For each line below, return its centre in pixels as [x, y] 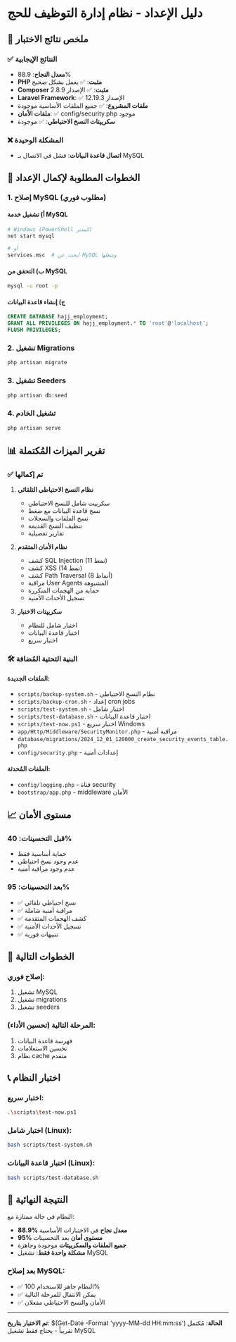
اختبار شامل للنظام [53, 626]
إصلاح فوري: [26, 976]
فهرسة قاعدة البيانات [45, 1040]
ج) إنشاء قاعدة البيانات [36, 302]
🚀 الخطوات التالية [41, 957]
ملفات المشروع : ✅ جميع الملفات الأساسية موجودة [83, 105]
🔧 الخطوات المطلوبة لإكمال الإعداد [74, 178]
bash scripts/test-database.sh [53, 1178]
